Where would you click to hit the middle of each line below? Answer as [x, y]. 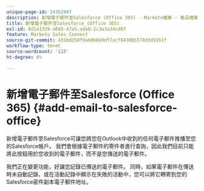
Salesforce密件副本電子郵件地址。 [49, 182]
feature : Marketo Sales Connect [47, 35]
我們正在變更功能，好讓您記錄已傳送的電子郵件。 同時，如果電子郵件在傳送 [100, 166]
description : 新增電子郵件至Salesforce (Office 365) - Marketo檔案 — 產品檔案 [102, 18]
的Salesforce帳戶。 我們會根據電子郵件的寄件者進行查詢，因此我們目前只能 [100, 146]
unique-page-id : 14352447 [39, 12]
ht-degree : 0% [24, 57]
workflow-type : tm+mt [34, 46]
